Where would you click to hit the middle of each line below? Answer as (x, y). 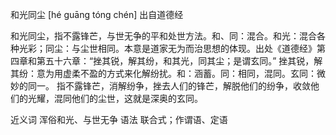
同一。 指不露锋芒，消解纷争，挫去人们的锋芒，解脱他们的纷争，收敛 (169, 86)
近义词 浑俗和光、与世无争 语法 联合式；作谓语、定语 (119, 119)
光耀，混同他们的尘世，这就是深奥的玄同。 (115, 98)
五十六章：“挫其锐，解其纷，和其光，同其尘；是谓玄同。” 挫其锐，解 (183, 61)
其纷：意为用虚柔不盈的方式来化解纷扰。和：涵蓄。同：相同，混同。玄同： (163, 73)
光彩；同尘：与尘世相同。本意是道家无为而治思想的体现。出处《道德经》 (167, 48)
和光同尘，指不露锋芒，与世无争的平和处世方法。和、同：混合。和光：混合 (163, 36)
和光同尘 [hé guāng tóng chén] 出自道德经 (97, 14)
